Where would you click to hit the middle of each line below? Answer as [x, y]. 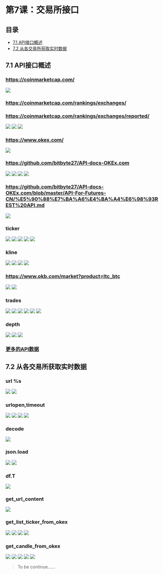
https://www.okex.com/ [35, 140]
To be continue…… [36, 567]
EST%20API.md [25, 205]
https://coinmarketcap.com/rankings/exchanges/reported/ [78, 116]
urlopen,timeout [25, 405]
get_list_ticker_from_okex [37, 522]
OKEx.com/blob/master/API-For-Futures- [56, 193]
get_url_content [25, 499]
